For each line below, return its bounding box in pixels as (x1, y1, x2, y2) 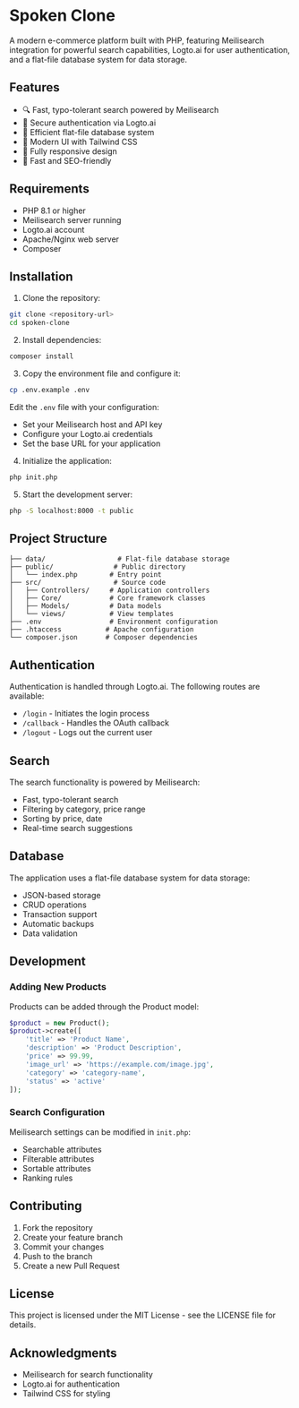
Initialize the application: (21, 455, 112, 466)
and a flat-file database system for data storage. (9, 54, 188, 64)
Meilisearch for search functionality (21, 1369, 154, 1380)
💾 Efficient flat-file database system (21, 126, 155, 137)
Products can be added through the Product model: (9, 1000, 200, 1012)
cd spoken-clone (9, 319, 70, 328)
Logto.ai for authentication (21, 1378, 121, 1389)
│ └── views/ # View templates (9, 610, 175, 619)
